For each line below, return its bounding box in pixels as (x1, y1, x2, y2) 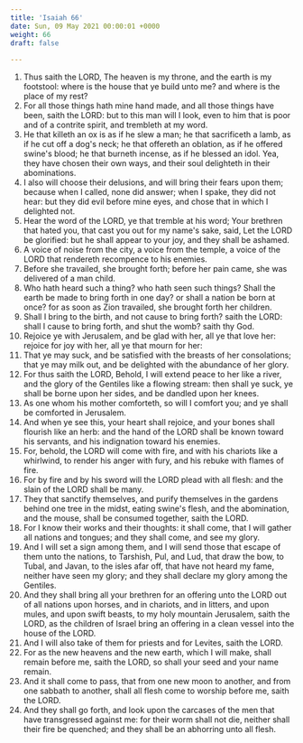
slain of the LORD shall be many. (23, 484, 144, 495)
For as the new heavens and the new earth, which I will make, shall (23, 647, 271, 658)
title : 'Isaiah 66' (10, 13, 84, 23)
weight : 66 (10, 30, 51, 39)
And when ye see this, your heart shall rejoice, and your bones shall (23, 417, 276, 428)
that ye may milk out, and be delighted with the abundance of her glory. (23, 359, 289, 370)
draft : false (10, 38, 60, 48)
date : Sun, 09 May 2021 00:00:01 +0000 (10, 22, 161, 31)
